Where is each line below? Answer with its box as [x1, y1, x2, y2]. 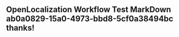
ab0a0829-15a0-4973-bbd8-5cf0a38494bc [6, 14, 174, 24]
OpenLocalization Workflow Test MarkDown [6, 5, 171, 15]
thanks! [6, 23, 35, 33]
